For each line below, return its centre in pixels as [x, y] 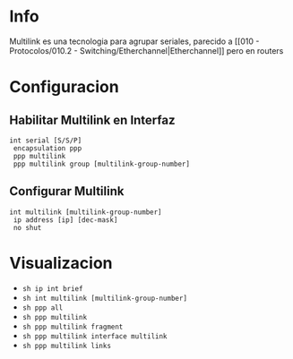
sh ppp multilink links [67, 346]
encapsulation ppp [47, 148]
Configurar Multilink [67, 191]
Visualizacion [61, 263]
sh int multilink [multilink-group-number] [105, 298]
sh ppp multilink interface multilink [95, 336]
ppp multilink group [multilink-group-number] [102, 164]
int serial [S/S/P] [46, 141]
